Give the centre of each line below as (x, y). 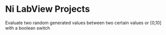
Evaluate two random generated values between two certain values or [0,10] (83, 23)
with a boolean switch (28, 28)
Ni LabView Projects (48, 9)
